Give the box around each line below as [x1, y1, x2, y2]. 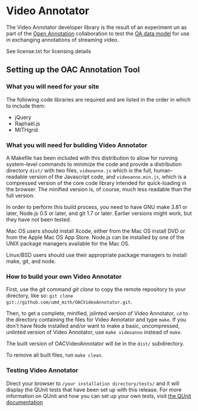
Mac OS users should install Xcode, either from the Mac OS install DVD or [6, 227, 186, 234]
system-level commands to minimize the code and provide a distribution [6, 161, 182, 168]
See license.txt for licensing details [6, 47, 92, 54]
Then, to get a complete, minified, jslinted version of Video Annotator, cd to [6, 310, 188, 317]
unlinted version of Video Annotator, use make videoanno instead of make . [6, 329, 182, 336]
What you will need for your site [6, 83, 99, 91]
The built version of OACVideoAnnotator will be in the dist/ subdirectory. [6, 340, 184, 347]
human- [153, 167, 173, 174]
